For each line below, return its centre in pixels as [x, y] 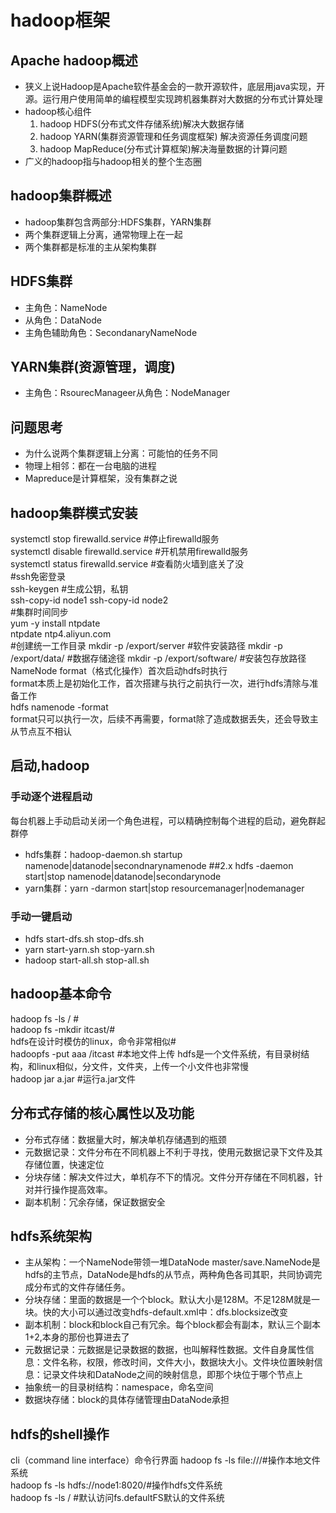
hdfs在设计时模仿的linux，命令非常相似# [93, 1041]
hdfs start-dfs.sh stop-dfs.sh [84, 939]
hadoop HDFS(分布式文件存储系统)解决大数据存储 [142, 124]
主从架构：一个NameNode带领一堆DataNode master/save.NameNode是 [172, 1262]
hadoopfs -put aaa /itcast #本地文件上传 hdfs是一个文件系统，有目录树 [156, 1053]
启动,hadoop [50, 766]
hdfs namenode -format [59, 707]
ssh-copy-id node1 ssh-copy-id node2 [89, 600]
